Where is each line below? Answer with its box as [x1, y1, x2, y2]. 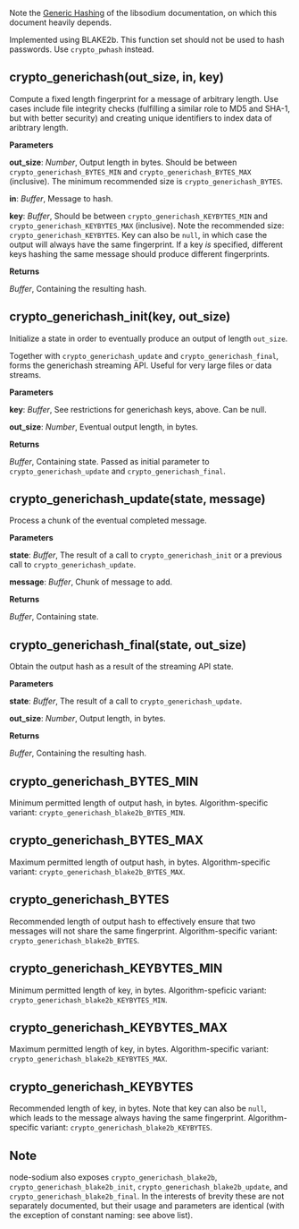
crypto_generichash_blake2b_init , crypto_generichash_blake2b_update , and [9, 1181, 288, 1191]
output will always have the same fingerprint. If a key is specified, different [9, 239, 284, 250]
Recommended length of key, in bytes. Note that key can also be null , [9, 1103, 268, 1114]
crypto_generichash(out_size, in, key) [9, 70, 225, 85]
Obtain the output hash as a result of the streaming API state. [9, 661, 234, 672]
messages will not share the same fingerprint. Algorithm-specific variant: [9, 926, 278, 936]
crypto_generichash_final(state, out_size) [9, 637, 247, 653]
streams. [9, 369, 42, 380]
